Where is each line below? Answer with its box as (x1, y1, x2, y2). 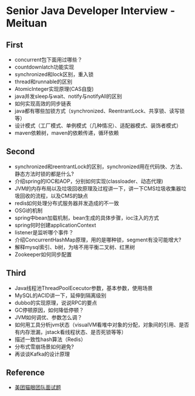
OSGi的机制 (14, 207, 43, 214)
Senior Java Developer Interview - (6, 4, 176, 18)
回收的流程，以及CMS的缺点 (19, 192, 88, 199)
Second (6, 146, 35, 156)
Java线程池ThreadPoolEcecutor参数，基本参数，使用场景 (14, 284, 153, 291)
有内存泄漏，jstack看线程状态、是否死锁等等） (14, 328, 127, 335)
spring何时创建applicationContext (14, 221, 97, 228)
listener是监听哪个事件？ (14, 228, 74, 235)
